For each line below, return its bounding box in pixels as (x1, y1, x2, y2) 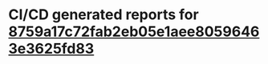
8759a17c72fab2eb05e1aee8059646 (8, 22, 260, 41)
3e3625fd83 (8, 40, 95, 58)
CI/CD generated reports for (8, 6, 199, 24)
